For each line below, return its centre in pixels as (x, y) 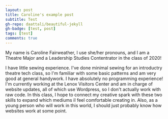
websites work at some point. (36, 111)
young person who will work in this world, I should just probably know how (83, 105)
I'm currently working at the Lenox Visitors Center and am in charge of (79, 84)
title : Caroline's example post (39, 15)
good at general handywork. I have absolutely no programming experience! (84, 78)
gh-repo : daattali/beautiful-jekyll (44, 24)
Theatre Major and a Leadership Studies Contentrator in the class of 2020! (83, 58)
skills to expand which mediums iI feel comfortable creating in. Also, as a (81, 100)
